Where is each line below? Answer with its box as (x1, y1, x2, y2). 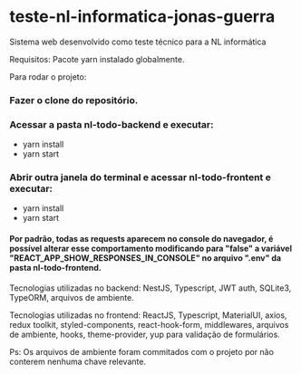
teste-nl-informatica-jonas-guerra (9, 6, 276, 27)
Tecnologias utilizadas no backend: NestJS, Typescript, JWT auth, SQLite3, (9, 283, 292, 293)
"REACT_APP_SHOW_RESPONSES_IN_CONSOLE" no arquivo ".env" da (9, 253, 282, 264)
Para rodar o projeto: (9, 71, 87, 82)
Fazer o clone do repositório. (9, 93, 139, 106)
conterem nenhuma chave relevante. (9, 356, 147, 367)
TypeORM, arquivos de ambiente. (9, 292, 134, 302)
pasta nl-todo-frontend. (9, 263, 102, 273)
